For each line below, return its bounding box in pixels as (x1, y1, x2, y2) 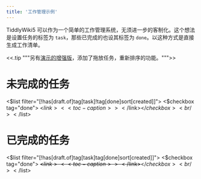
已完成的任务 (6, 133, 70, 147)
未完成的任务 (6, 77, 70, 91)
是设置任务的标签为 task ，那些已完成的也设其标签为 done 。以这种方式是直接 (6, 34, 194, 41)
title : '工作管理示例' (6, 8, 58, 15)
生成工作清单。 (6, 41, 43, 48)
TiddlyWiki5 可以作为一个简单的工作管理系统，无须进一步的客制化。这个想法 (6, 26, 196, 33)
